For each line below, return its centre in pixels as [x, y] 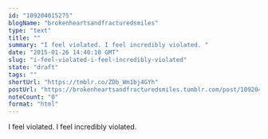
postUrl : [23, 89]
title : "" [25, 38]
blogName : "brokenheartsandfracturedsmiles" [83, 23]
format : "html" [33, 104]
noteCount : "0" [33, 97]
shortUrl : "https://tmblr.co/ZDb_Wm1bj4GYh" [83, 82]
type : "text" [30, 30]
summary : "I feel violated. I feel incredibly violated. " [108, 45]
